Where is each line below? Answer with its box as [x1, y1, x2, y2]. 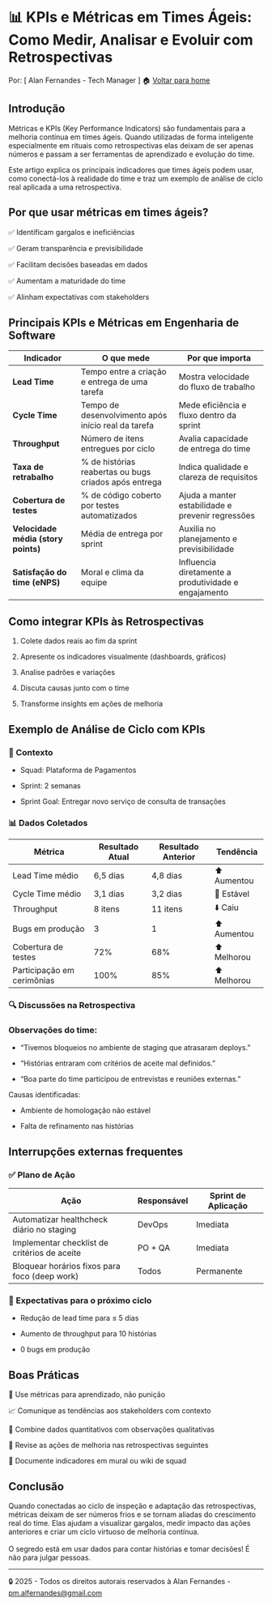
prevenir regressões [178, 510, 255, 521]
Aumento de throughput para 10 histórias [19, 1329, 157, 1339]
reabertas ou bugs [80, 467, 151, 478]
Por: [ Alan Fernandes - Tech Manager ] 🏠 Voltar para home [8, 75, 210, 85]
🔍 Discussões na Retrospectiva [8, 1000, 136, 1011]
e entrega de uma [80, 376, 148, 387]
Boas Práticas [8, 1368, 79, 1382]
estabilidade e [178, 500, 232, 511]
